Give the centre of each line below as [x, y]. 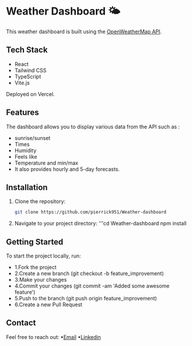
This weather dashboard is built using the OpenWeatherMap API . [84, 31]
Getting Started [35, 241]
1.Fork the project [35, 268]
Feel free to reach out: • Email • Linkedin [53, 337]
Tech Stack [27, 50]
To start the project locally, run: [43, 256]
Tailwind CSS [30, 70]
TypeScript [28, 76]
